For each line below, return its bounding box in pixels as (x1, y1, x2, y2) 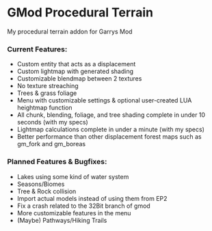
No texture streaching (16, 82, 79, 90)
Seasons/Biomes (16, 180, 65, 188)
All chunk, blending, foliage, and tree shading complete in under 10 (16, 111, 206, 119)
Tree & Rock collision (16, 187, 77, 195)
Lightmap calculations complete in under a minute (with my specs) (16, 125, 205, 134)
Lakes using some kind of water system (16, 172, 129, 180)
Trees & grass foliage (16, 89, 77, 97)
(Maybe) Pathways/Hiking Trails (16, 216, 107, 224)
